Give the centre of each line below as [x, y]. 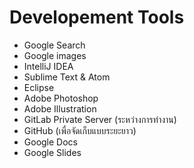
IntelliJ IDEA [48, 66]
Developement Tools [97, 17]
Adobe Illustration [60, 108]
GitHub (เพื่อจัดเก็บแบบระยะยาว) [80, 130]
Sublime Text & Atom [67, 77]
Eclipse [39, 87]
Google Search [54, 45]
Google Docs [50, 142]
